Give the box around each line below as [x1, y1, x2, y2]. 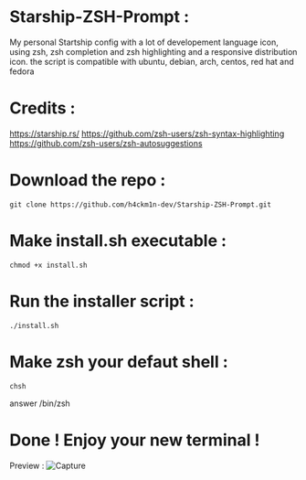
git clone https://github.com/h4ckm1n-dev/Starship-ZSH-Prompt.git [9, 199, 272, 209]
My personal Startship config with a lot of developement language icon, [9, 37, 279, 48]
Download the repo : [9, 170, 166, 191]
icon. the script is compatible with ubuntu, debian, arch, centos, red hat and [9, 56, 294, 67]
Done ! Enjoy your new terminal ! [9, 430, 260, 450]
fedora [9, 66, 35, 77]
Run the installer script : [9, 291, 195, 312]
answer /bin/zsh [9, 398, 70, 409]
